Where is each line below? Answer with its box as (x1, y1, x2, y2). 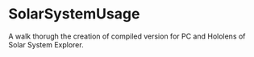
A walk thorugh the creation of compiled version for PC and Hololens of (8, 31, 246, 41)
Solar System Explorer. (8, 39, 84, 49)
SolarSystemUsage (8, 5, 140, 23)
